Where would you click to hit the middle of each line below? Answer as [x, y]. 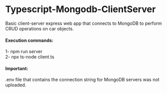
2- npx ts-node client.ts [30, 57]
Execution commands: [29, 40]
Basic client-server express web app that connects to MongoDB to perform [83, 23]
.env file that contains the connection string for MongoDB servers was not [82, 80]
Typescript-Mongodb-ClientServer [80, 9]
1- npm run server [24, 52]
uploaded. [16, 85]
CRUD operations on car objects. [40, 28]
